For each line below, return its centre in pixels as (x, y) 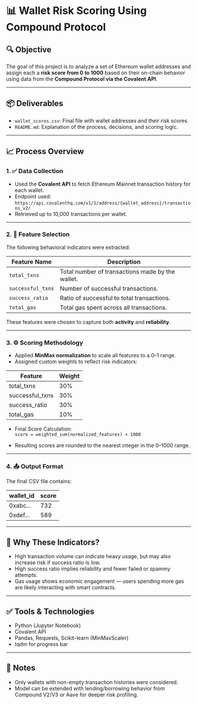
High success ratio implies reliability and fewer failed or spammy (93, 569)
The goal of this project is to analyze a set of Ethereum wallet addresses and (98, 66)
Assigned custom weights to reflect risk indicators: (76, 362)
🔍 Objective (29, 49)
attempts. (26, 575)
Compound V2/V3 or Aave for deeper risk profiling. (77, 695)
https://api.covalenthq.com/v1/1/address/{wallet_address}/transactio (103, 203)
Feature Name (32, 262)
